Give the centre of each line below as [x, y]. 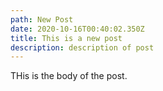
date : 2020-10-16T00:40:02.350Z [77, 29]
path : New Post [42, 19]
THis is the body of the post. [69, 76]
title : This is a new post [66, 38]
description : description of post [82, 47]
